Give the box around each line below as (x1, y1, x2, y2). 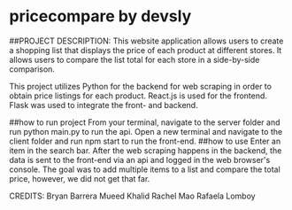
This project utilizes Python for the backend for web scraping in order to (9, 81, 273, 91)
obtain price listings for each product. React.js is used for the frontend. (9, 90, 268, 101)
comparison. (9, 64, 56, 74)
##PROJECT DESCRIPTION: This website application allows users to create (9, 35, 284, 46)
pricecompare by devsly (9, 6, 192, 27)
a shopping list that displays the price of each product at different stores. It (9, 44, 282, 55)
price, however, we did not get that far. (9, 173, 150, 183)
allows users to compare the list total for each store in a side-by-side (9, 54, 260, 65)
